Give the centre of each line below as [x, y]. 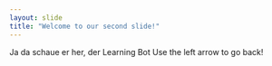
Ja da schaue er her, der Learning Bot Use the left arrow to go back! [136, 52]
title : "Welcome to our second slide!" [85, 26]
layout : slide [36, 18]
